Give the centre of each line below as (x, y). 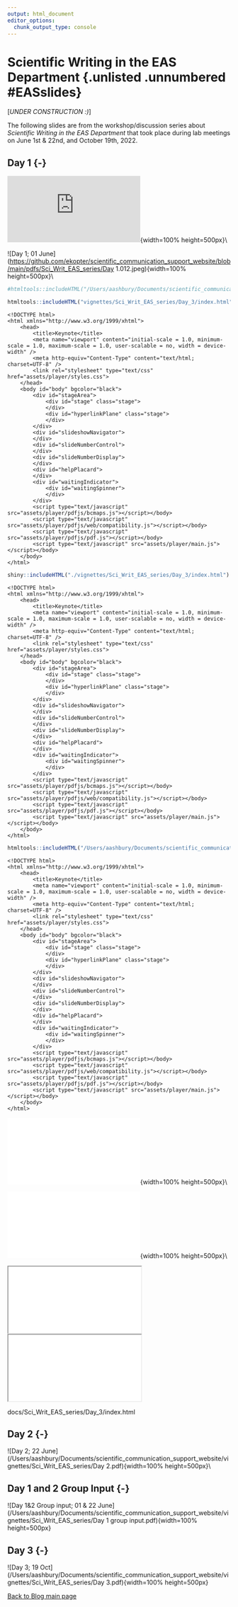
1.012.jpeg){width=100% (151, 269)
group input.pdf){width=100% (154, 1521)
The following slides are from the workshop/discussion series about (106, 125)
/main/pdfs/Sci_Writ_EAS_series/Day (61, 269)
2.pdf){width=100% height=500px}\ (158, 1466)
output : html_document (41, 14)
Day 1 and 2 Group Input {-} (68, 1488)
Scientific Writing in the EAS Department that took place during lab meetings (119, 133)
